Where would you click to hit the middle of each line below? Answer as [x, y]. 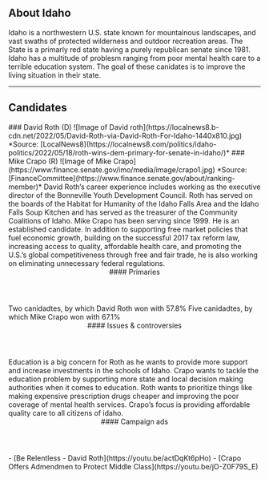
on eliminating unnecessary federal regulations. [87, 263]
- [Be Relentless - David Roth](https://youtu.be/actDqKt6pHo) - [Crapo [125, 458]
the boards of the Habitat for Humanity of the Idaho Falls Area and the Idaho [134, 203]
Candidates [38, 108]
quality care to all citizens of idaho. [66, 413]
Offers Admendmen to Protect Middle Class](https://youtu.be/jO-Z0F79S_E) [133, 466]
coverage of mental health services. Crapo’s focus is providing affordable [129, 405]
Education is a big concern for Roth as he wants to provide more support [128, 362]
